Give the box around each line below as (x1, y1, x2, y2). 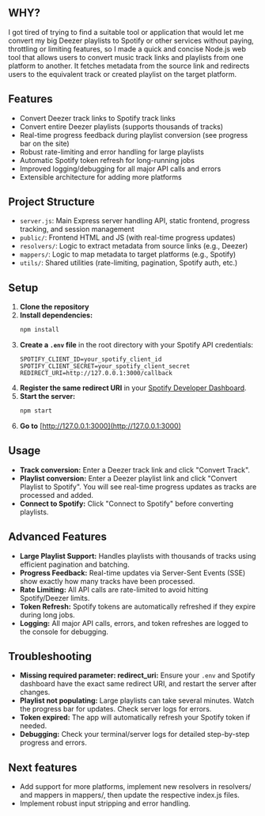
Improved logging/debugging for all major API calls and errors (19, 164, 221, 173)
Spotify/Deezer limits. (19, 593, 90, 602)
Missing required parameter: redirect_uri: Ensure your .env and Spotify (19, 670, 256, 680)
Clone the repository (19, 302, 89, 312)
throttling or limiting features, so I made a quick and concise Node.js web (8, 44, 247, 54)
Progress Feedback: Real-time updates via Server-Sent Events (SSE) (19, 567, 246, 577)
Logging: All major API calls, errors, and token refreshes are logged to (19, 618, 249, 628)
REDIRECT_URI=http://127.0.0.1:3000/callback (19, 370, 172, 378)
